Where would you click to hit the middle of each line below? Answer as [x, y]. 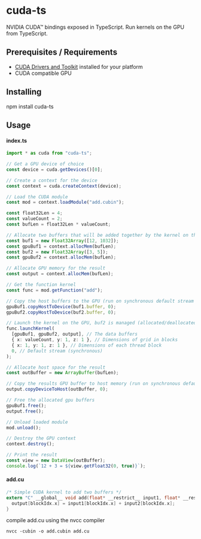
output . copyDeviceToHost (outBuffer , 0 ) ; [57, 389]
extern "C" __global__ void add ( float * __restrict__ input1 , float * [93, 498]
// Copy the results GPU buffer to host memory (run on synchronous [93, 384]
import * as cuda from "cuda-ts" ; [49, 153]
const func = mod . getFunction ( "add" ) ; [54, 290]
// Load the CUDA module [37, 197]
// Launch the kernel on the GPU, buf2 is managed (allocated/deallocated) [103, 323]
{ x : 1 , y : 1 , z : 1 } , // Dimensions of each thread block [87, 345]
